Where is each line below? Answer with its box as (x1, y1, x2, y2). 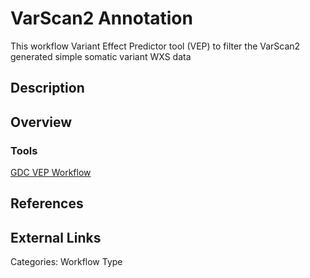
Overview (10, 113, 73, 131)
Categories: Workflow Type (10, 256, 123, 268)
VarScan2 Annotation (10, 7, 193, 30)
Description (10, 80, 85, 97)
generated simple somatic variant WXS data (10, 50, 192, 62)
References (10, 195, 84, 212)
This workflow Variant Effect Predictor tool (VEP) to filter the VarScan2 (10, 40, 301, 52)
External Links (10, 229, 102, 246)
